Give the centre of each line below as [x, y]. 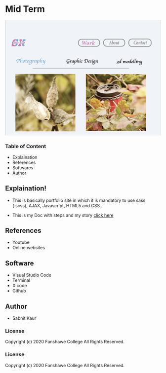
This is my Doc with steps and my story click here [63, 215]
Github [19, 291]
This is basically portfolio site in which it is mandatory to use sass [79, 200]
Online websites [29, 248]
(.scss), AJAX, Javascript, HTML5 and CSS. [57, 205]
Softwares [23, 168]
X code [20, 286]
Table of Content [26, 147]
